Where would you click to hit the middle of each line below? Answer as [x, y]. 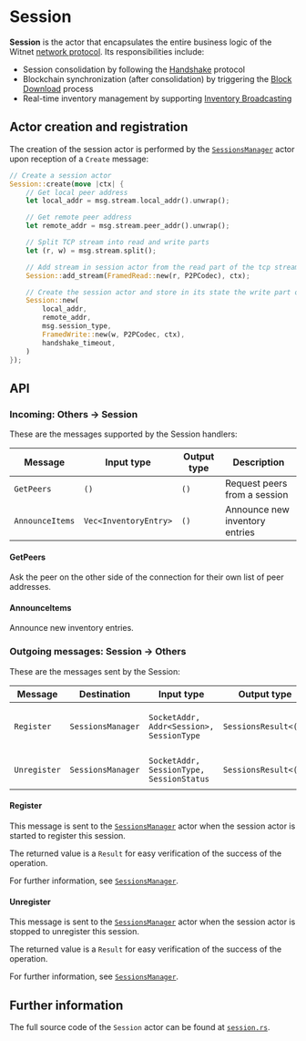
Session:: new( [52, 301]
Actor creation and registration [99, 127]
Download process [58, 88]
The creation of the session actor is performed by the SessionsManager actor [152, 149]
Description [259, 462]
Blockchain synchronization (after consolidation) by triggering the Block [157, 78]
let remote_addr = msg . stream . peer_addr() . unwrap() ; [128, 226]
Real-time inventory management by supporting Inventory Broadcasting [157, 98]
